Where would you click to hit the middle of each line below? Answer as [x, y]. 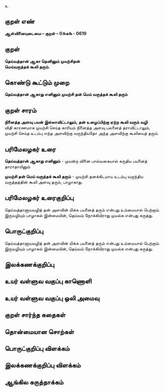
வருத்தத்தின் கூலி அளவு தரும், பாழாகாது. [44, 182]
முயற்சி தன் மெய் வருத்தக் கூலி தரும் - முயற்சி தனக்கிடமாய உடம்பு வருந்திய [74, 176]
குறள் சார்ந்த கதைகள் [35, 315]
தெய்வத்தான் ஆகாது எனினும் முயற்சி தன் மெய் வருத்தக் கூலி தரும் [66, 94]
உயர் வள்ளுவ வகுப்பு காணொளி [48, 282]
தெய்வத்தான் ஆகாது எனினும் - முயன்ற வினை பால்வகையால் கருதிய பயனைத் [76, 161]
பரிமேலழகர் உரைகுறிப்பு [39, 198]
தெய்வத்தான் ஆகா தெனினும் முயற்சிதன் [42, 61]
